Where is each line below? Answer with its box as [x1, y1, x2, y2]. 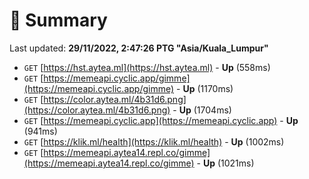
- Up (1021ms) [196, 157, 255, 169]
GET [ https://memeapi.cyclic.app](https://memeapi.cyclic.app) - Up [23, 114, 299, 126]
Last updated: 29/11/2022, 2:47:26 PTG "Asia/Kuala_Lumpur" [9, 42, 269, 54]
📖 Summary [9, 9, 108, 32]
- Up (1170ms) [176, 82, 234, 94]
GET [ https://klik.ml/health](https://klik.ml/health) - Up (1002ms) [23, 135, 285, 148]
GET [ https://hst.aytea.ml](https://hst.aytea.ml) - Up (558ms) [23, 61, 271, 73]
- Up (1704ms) [172, 104, 232, 116]
